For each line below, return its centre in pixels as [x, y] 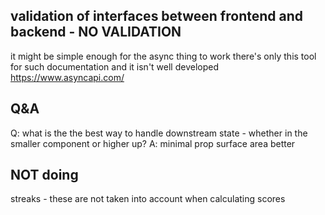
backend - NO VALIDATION [96, 32]
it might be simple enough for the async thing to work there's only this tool [163, 56]
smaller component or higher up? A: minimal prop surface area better [153, 143]
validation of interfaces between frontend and [156, 16]
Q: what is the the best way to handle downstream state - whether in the [159, 133]
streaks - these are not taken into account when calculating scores [148, 199]
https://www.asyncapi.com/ [67, 77]
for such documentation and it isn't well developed [114, 66]
